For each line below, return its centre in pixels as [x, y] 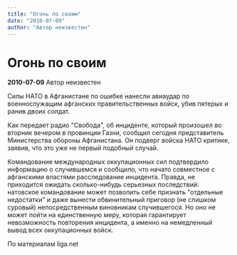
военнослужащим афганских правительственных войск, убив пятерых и [118, 104]
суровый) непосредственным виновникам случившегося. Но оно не [111, 207]
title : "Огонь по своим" [44, 14]
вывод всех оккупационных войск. [60, 230]
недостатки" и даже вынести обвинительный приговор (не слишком [112, 200]
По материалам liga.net [43, 244]
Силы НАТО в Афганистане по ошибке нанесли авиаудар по [99, 96]
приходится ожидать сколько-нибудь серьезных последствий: [103, 185]
